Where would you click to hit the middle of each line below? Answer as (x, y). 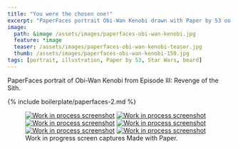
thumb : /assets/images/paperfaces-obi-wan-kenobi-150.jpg (102, 54)
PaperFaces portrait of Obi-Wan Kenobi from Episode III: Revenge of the (113, 80)
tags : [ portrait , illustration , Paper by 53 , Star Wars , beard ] (105, 60)
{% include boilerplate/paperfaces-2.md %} (72, 101)
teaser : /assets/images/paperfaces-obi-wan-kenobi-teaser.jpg (108, 47)
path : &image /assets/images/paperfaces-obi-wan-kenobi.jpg (105, 34)
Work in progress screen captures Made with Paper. (102, 138)
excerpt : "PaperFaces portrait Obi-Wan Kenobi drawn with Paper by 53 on (119, 21)
